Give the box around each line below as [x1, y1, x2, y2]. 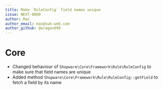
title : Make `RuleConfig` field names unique [5, 7, 101, 12]
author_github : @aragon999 [5, 26, 61, 31]
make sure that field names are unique [12, 69, 91, 75]
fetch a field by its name [12, 80, 62, 86]
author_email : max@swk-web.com [5, 21, 70, 26]
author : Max [5, 16, 30, 21]
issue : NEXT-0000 [5, 12, 41, 17]
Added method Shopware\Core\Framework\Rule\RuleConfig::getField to [12, 74, 159, 80]
